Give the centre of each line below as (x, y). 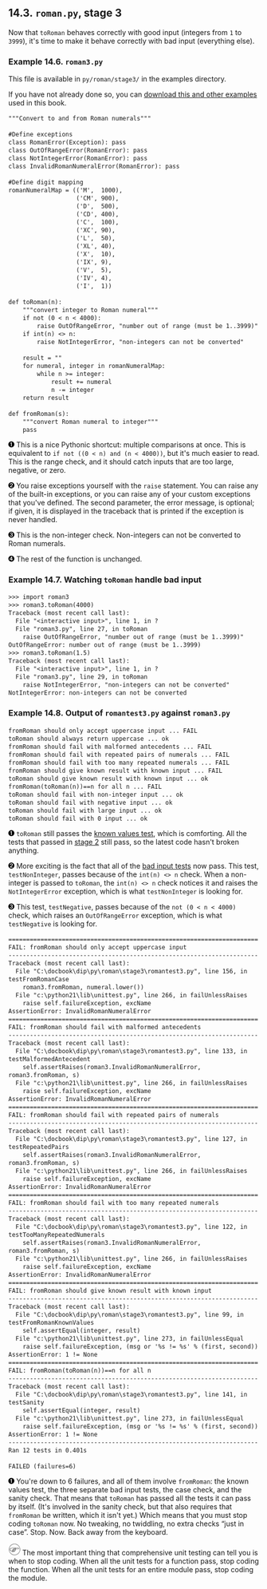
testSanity (26, 1402)
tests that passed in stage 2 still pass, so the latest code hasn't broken (124, 842)
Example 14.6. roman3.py (56, 61)
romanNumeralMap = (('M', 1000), (66, 191)
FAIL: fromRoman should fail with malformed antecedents (105, 1027)
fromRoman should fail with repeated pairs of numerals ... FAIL (119, 755)
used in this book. (37, 103)
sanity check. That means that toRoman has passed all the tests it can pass (130, 1498)
